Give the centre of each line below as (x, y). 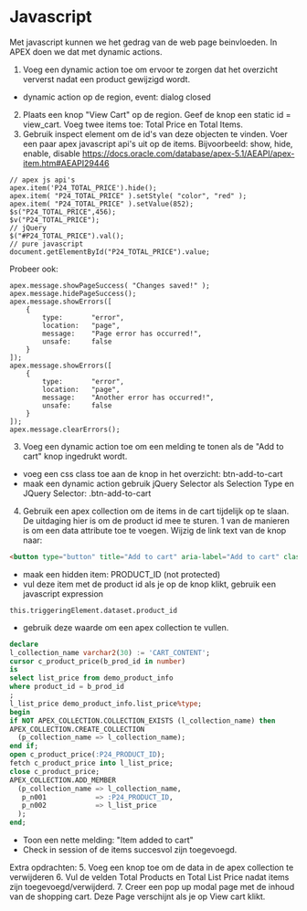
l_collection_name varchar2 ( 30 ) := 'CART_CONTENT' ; (110, 652)
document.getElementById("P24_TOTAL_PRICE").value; (110, 252)
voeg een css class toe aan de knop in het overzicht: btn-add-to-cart (153, 473)
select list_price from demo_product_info (91, 678)
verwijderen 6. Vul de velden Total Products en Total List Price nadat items (149, 877)
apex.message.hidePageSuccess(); (73, 293)
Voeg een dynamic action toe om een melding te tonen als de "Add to (153, 446)
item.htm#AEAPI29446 (66, 163)
